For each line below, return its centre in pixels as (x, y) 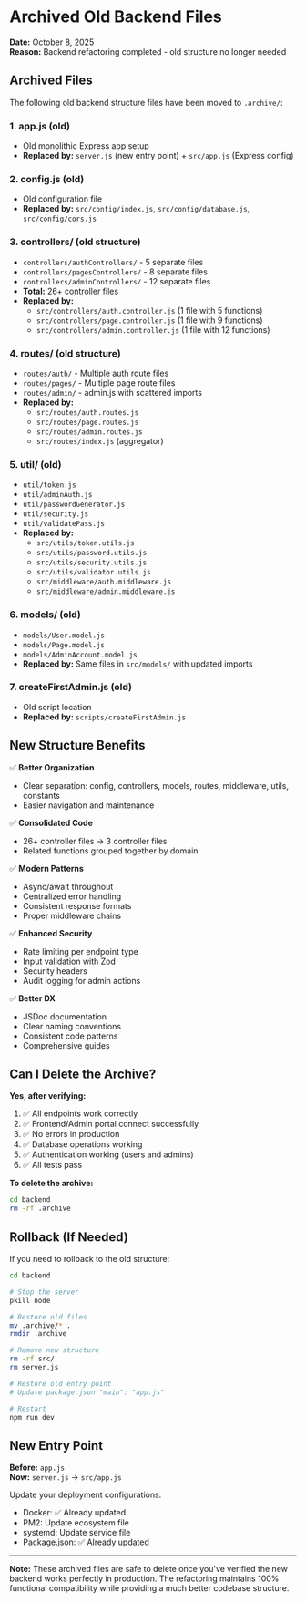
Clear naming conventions (71, 1026)
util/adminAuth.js (57, 495)
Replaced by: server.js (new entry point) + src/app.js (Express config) (158, 156)
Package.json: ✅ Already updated (86, 1542)
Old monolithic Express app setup (86, 146)
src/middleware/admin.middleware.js (106, 592)
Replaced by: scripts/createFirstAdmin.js (104, 717)
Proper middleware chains (71, 915)
